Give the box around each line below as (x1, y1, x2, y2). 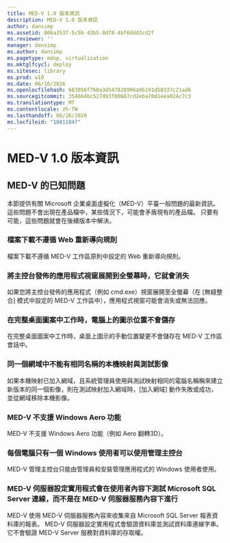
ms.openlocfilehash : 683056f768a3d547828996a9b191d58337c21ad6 (7, 86, 192, 93)
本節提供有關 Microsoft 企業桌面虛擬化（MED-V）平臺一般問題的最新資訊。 (7, 199, 219, 207)
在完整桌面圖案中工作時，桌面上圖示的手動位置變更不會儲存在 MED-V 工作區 (7, 332, 222, 340)
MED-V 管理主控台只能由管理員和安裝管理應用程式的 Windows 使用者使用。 (7, 465, 220, 474)
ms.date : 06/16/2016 (7, 80, 66, 87)
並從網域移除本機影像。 (7, 393, 73, 402)
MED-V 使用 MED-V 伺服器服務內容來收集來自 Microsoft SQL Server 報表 (7, 511, 212, 519)
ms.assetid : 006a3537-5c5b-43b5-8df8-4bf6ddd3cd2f (7, 29, 155, 36)
